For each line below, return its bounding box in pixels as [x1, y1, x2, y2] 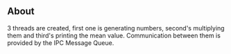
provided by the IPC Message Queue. [7, 38, 114, 47]
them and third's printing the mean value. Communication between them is [7, 31, 221, 39]
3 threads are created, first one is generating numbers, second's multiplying [7, 24, 225, 32]
